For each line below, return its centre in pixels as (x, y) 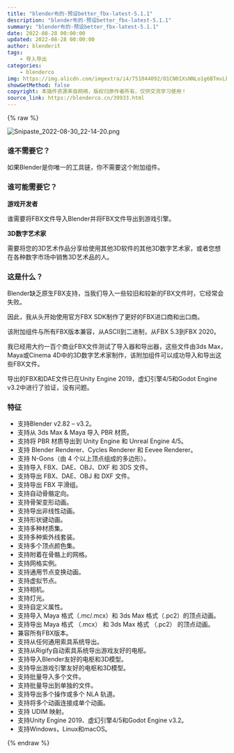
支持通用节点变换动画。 (51, 572)
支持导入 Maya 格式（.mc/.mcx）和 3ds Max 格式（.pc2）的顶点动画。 (118, 616)
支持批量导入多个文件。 (51, 677)
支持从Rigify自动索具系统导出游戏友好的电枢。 (84, 650)
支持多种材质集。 (42, 528)
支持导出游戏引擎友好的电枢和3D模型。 (73, 668)
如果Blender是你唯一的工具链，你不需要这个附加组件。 (85, 167)
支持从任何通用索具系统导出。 (60, 642)
